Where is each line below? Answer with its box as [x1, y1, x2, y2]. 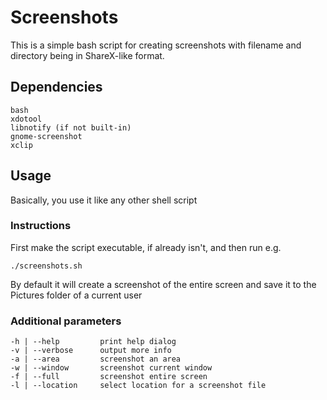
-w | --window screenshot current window [10, 363, 213, 373]
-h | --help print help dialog [10, 337, 177, 347]
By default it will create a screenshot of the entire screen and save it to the [10, 278, 317, 290]
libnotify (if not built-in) [10, 122, 132, 133]
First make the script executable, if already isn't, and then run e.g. [10, 241, 282, 253]
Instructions [10, 219, 72, 233]
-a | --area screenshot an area [10, 354, 182, 365]
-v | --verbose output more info [10, 346, 172, 356]
